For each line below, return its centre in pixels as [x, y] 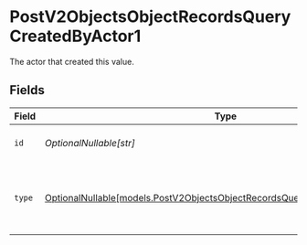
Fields [27, 90]
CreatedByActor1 [75, 36]
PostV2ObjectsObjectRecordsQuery [150, 17]
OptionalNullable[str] [90, 143]
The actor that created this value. [72, 61]
